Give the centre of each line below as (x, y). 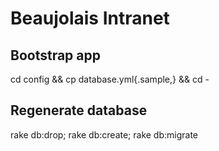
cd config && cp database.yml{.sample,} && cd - (110, 79)
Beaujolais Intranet (90, 18)
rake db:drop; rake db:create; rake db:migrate (104, 134)
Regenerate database (79, 110)
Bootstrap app (55, 55)
